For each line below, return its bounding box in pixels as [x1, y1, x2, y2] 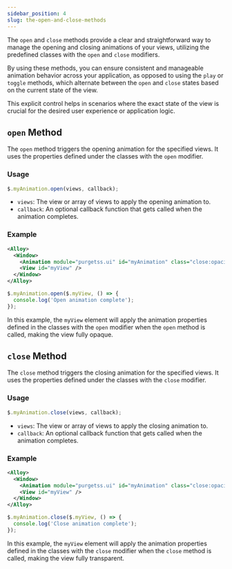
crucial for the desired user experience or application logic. [7, 107, 176, 115]
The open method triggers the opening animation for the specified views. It [7, 145, 219, 153]
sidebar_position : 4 [7, 10, 67, 17]
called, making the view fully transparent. [7, 554, 125, 562]
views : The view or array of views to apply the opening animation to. [17, 198, 211, 206]
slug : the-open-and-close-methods [7, 17, 107, 24]
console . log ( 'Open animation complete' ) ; [13, 296, 135, 303]
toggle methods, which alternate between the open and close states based [7, 78, 219, 87]
